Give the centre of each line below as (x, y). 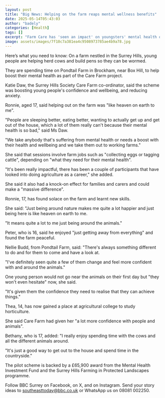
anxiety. (13, 95)
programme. (18, 375)
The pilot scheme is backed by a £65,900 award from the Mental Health (78, 365)
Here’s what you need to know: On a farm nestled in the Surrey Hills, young (81, 56)
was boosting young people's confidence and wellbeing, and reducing (76, 90)
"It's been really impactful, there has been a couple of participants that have (82, 169)
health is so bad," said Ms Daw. (37, 130)
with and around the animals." (35, 267)
